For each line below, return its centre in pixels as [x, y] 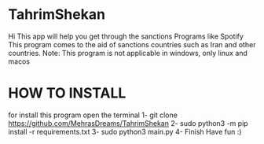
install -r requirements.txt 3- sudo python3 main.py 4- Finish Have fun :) [125, 131]
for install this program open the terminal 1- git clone [93, 115]
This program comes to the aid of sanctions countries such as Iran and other [132, 44]
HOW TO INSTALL [67, 93]
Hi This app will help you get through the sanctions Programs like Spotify [126, 36]
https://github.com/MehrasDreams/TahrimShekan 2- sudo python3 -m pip [128, 123]
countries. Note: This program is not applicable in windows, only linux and [128, 53]
